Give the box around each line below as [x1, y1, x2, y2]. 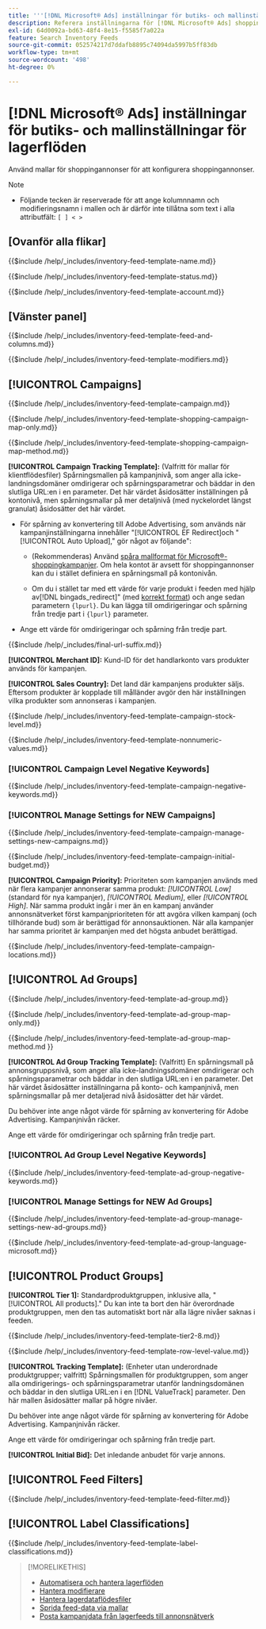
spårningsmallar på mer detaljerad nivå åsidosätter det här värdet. [8, 1091, 224, 1100]
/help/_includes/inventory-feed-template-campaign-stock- [44, 711, 236, 721]
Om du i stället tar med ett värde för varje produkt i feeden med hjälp [31, 584, 256, 594]
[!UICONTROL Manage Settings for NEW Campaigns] [8, 810, 216, 821]
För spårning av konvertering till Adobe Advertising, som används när [19, 519, 247, 529]
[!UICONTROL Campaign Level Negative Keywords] [8, 764, 210, 775]
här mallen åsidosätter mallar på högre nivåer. [8, 1395, 158, 1405]
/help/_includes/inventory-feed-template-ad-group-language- [44, 1238, 247, 1247]
